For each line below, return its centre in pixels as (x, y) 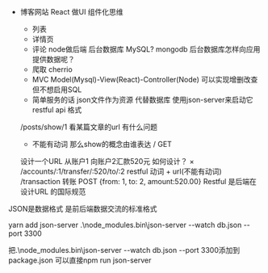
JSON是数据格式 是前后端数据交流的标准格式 (83, 209)
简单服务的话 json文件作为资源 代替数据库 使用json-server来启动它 (142, 100)
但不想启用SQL (57, 90)
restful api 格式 (57, 110)
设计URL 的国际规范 (53, 191)
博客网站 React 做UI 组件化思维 (71, 12)
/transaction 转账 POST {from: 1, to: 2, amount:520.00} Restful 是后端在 (138, 181)
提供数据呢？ (53, 59)
